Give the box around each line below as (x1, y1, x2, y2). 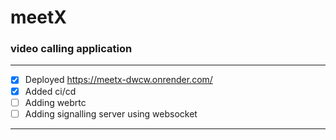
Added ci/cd (24, 85, 77, 97)
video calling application (10, 42, 133, 56)
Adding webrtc (24, 96, 87, 108)
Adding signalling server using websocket (24, 107, 198, 120)
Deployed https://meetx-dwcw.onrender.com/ (24, 74, 213, 86)
